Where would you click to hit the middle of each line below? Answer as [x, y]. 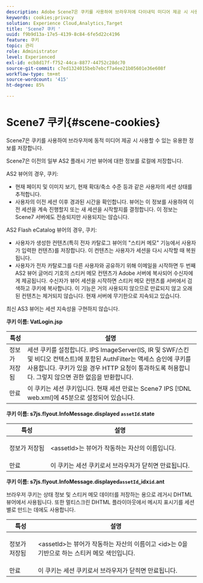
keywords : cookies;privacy [40, 18]
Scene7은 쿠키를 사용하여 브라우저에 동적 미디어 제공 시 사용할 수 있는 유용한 [97, 140]
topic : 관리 [20, 46]
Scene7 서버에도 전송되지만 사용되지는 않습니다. [72, 217]
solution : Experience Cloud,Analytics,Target [64, 23]
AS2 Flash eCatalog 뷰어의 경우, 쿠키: [52, 230]
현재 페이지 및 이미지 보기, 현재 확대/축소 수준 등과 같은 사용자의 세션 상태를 [104, 186]
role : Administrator [32, 52]
